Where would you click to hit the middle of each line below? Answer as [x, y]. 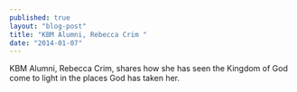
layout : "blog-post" [48, 26]
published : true [40, 18]
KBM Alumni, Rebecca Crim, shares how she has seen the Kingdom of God [149, 69]
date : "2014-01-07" [46, 43]
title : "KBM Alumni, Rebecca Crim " [78, 34]
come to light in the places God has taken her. [95, 78]
